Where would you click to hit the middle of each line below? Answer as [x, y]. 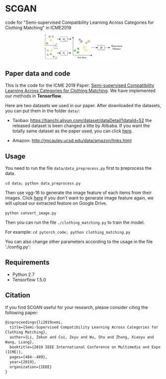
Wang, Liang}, [20, 342]
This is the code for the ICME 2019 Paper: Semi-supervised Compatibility [80, 85]
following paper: [22, 313]
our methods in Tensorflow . [34, 96]
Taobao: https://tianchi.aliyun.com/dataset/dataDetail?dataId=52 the [82, 121]
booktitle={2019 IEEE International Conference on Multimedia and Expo [85, 347]
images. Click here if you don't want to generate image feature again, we [79, 198]
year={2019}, [23, 362]
